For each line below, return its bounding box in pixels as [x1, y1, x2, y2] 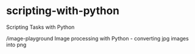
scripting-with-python [6, 4, 120, 18]
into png [6, 41, 27, 48]
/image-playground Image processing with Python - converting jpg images [6, 35, 189, 42]
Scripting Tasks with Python [6, 23, 75, 31]
